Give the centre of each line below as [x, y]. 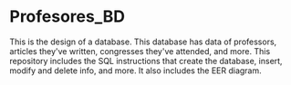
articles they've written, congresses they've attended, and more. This [140, 51]
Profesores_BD [68, 17]
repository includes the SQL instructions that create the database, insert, [146, 61]
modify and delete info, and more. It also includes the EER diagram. [135, 71]
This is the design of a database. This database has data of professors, [143, 42]
